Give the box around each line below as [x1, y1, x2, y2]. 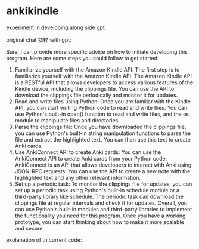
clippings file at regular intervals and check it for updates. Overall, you [14, 199, 188, 207]
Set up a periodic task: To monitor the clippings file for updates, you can [14, 180, 192, 187]
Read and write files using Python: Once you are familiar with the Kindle [14, 97, 191, 105]
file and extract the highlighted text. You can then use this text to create [14, 136, 191, 143]
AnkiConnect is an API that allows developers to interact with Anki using [14, 161, 192, 168]
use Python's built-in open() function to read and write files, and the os [14, 110, 189, 118]
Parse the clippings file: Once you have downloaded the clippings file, [14, 123, 186, 130]
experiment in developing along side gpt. [6, 24, 107, 31]
